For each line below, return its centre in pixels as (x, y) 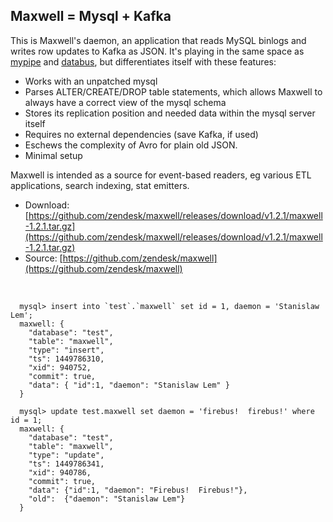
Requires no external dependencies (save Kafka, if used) (141, 134)
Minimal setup (53, 155)
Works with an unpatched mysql (91, 81)
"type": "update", (66, 455)
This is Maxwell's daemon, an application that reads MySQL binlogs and (158, 40)
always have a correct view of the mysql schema (125, 102)
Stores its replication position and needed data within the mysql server (170, 113)
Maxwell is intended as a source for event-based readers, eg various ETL (161, 175)
